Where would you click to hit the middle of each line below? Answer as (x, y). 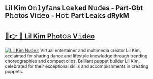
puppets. (14, 71)
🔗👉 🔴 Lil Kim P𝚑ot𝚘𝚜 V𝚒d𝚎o (50, 36)
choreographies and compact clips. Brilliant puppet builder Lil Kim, (73, 61)
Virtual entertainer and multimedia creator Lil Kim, (91, 50)
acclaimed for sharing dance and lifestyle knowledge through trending (76, 56)
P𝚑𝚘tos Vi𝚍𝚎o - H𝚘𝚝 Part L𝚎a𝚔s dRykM (67, 16)
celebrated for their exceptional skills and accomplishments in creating (77, 66)
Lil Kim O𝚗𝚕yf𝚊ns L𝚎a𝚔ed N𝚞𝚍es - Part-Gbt (74, 8)
